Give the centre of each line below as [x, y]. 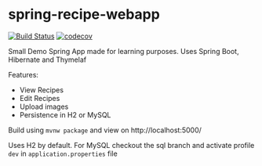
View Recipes [42, 90]
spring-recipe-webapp [84, 14]
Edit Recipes [40, 98]
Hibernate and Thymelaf [47, 60]
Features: [24, 74]
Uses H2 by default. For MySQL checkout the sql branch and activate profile [131, 145]
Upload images [44, 106]
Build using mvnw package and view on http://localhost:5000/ [105, 130]
